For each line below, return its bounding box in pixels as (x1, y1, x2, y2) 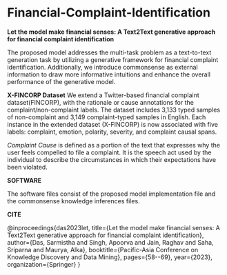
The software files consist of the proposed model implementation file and (7, 190, 216, 198)
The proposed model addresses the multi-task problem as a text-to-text (7, 48, 212, 57)
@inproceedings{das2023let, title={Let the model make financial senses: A (7, 223, 221, 232)
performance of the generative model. (7, 77, 116, 85)
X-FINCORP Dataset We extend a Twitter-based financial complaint (7, 91, 200, 99)
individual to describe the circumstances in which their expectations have (7, 155, 216, 163)
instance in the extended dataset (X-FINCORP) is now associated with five (7, 120, 219, 128)
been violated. (7, 163, 48, 171)
